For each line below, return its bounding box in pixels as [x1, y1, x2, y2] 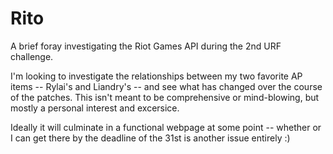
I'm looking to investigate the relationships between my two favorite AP [10, 70, 303, 82]
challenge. [10, 50, 54, 62]
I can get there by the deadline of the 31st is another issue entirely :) [10, 132, 291, 144]
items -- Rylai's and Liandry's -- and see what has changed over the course [10, 80, 323, 92]
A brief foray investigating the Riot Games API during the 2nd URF [10, 40, 282, 52]
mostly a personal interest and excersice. [10, 102, 180, 114]
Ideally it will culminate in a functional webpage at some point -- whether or [10, 121, 322, 133]
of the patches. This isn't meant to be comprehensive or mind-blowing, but [10, 91, 320, 103]
